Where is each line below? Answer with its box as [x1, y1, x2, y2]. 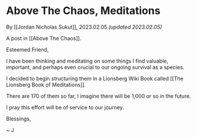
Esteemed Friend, [6, 46, 49, 53]
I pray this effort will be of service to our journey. [6, 103, 125, 111]
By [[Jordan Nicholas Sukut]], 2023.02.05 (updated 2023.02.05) [6, 23, 162, 30]
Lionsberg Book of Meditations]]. [6, 81, 86, 88]
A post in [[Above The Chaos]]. [6, 34, 82, 42]
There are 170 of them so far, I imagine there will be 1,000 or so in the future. [6, 92, 191, 99]
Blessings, [6, 115, 31, 122]
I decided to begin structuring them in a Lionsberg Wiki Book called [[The [6, 75, 183, 82]
